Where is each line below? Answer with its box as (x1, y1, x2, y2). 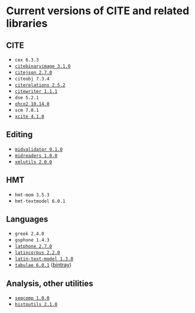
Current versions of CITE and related (6, 4, 190, 18)
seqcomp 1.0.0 (14, 295, 50, 301)
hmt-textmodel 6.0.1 (14, 198, 66, 204)
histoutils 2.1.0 (14, 302, 58, 308)
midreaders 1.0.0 (14, 153, 58, 159)
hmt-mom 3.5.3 (14, 192, 50, 198)
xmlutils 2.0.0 (14, 159, 53, 165)
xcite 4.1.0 (14, 114, 44, 120)
